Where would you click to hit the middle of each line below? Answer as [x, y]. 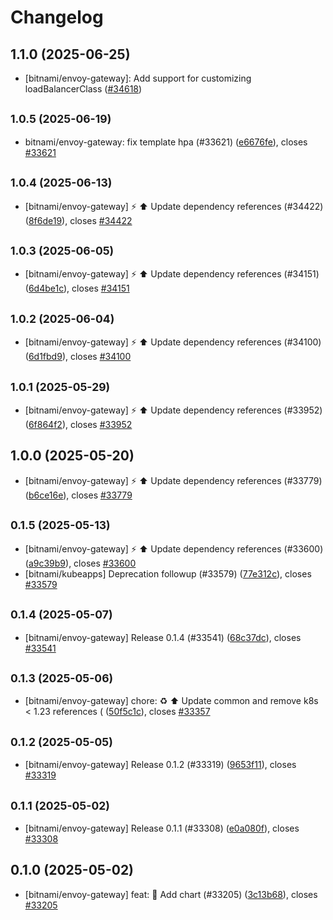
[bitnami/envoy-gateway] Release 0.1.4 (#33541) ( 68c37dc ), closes [163, 637]
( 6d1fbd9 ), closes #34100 [78, 357]
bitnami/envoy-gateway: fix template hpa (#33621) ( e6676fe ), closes [166, 142]
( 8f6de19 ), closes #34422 [78, 220]
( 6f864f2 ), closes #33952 [78, 425]
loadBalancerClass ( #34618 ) [83, 89]
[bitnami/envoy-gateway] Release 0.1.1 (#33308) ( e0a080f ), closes [162, 828]
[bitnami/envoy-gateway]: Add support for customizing [138, 78]
